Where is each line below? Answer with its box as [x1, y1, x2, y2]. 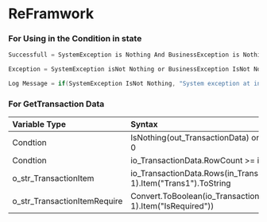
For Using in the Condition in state [8, 33, 142, 44]
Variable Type [12, 119, 66, 130]
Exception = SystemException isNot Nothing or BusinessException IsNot [8, 65, 250, 74]
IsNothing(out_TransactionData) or [130, 132, 260, 144]
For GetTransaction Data [8, 98, 105, 109]
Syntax [130, 119, 158, 130]
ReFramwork [8, 5, 95, 23]
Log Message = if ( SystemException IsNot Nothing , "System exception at [8, 80, 250, 88]
